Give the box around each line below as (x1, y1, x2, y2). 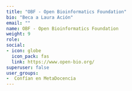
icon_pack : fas (11, 53, 50, 59)
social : (6, 43, 26, 48)
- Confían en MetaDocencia (6, 75, 76, 81)
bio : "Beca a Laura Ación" (6, 14, 73, 20)
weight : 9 (6, 31, 31, 37)
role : (6, 37, 20, 43)
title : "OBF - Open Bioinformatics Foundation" (6, 8, 127, 15)
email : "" (6, 20, 31, 26)
